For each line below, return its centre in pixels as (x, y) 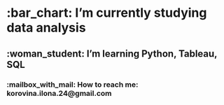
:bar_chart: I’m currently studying (107, 13)
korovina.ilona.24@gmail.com (59, 93)
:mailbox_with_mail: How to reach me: (72, 84)
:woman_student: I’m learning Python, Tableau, (112, 54)
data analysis (46, 28)
